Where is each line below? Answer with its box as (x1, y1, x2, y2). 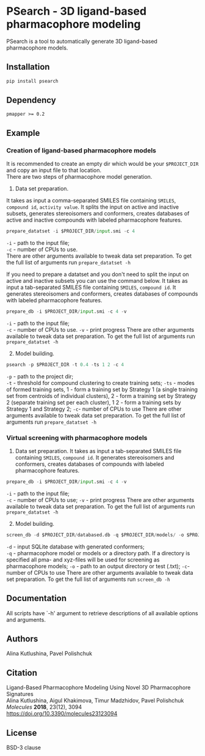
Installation (6, 62, 50, 72)
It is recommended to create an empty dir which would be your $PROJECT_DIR (6, 160, 199, 168)
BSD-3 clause (6, 744, 41, 751)
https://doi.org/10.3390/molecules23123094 (6, 710, 118, 717)
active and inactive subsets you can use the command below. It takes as (6, 277, 188, 284)
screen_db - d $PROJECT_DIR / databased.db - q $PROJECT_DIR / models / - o (6, 531, 184, 538)
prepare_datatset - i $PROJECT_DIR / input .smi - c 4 (6, 228, 135, 234)
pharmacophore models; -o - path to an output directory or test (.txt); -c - (6, 562, 190, 570)
